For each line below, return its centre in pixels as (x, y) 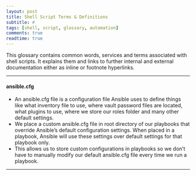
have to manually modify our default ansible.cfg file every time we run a (101, 155)
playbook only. (32, 143)
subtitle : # (20, 22)
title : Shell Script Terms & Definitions (57, 17)
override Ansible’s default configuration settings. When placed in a (94, 130)
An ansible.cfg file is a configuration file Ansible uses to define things (98, 99)
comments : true (24, 33)
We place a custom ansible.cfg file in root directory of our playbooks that (102, 124)
